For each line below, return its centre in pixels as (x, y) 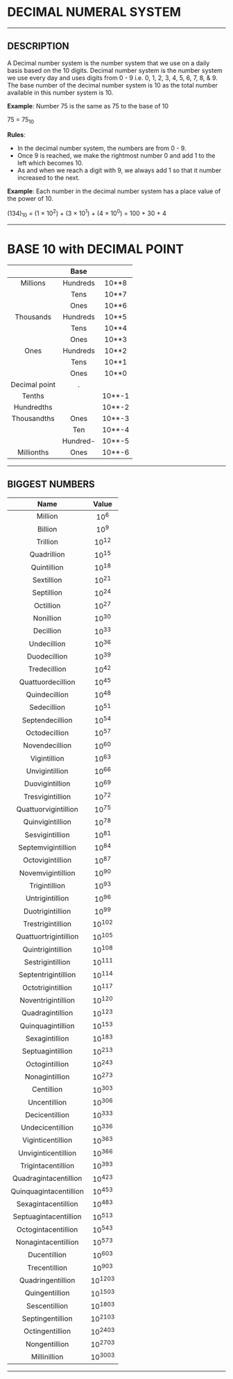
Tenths (33, 395)
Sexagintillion (47, 1038)
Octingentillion (48, 1331)
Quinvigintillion (47, 822)
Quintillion (47, 567)
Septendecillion (47, 720)
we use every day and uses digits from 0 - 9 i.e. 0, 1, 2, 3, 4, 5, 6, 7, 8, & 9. (113, 78)
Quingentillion (47, 1293)
